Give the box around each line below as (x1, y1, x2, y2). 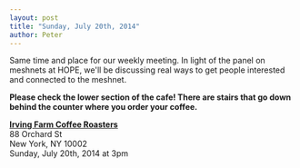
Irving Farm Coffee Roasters (9, 119, 118, 130)
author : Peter (9, 30, 64, 39)
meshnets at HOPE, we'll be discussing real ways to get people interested (9, 64, 285, 75)
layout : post (9, 13, 59, 23)
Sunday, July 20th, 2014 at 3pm (9, 148, 129, 159)
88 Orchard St (9, 129, 63, 140)
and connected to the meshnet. (9, 74, 127, 85)
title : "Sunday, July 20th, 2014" (9, 22, 141, 31)
